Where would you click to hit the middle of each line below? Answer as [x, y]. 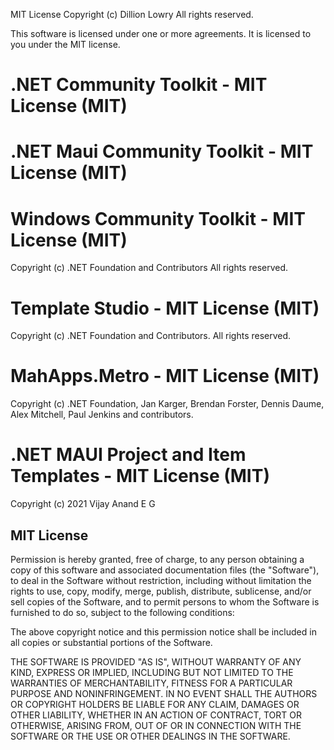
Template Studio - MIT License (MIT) [165, 308]
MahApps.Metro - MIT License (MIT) [165, 376]
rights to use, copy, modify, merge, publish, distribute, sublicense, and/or [161, 591]
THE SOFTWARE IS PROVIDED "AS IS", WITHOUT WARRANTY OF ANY [156, 661]
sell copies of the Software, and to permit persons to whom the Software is [165, 601]
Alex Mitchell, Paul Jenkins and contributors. [102, 415]
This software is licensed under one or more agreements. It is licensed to [161, 33]
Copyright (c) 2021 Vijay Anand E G [83, 504]
